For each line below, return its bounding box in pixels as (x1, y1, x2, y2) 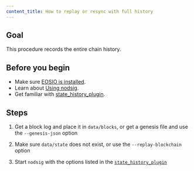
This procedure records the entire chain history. (6, 46, 121, 53)
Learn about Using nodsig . (14, 84, 79, 91)
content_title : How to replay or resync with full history (6, 8, 154, 15)
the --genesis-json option (14, 129, 78, 136)
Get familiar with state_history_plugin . (14, 91, 105, 98)
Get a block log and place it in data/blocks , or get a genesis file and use (14, 124, 189, 131)
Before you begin (6, 63, 70, 73)
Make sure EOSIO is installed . (14, 78, 86, 85)
